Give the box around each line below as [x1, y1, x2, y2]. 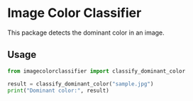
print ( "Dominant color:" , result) [7, 87, 110, 94]
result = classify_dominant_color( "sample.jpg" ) [7, 80, 154, 88]
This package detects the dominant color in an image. [7, 28, 165, 37]
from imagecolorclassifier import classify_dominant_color [7, 67, 186, 75]
